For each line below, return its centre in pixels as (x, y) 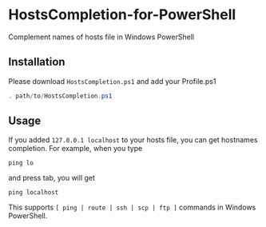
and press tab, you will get (52, 178)
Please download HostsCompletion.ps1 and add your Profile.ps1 (112, 81)
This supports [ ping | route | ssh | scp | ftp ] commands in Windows (132, 207)
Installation (37, 62)
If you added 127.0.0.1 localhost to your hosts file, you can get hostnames (133, 140)
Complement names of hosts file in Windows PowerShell (101, 37)
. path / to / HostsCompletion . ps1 (60, 96)
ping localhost (34, 193)
